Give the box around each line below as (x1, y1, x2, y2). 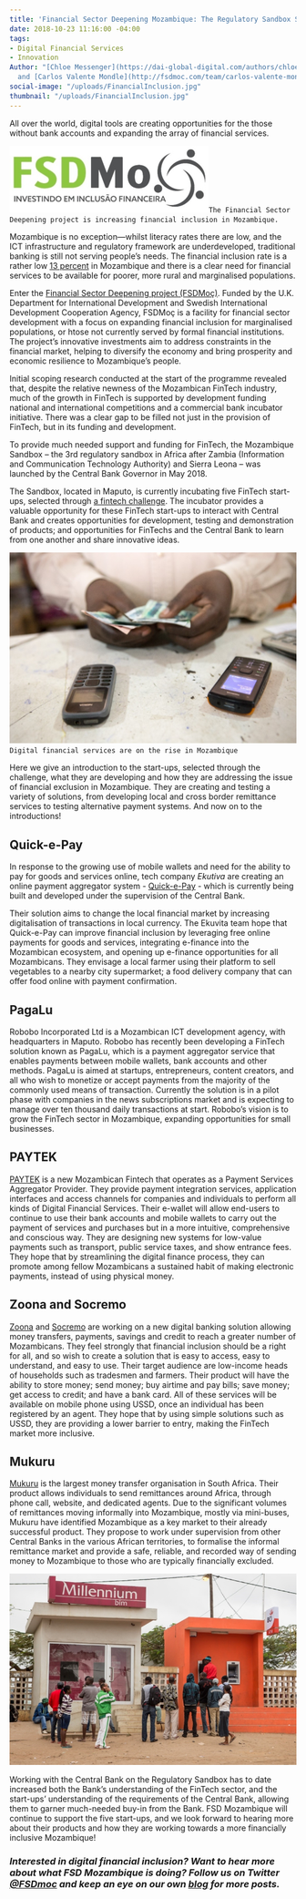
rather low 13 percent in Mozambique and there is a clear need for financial (9, 260, 291, 271)
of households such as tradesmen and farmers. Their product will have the (9, 1370, 290, 1381)
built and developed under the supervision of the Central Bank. (9, 890, 246, 901)
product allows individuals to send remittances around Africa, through (9, 1488, 271, 1499)
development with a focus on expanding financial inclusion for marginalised (9, 316, 293, 327)
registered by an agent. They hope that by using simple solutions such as (9, 1408, 284, 1419)
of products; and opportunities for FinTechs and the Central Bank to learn (9, 524, 284, 535)
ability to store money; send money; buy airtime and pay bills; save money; (9, 1379, 290, 1390)
